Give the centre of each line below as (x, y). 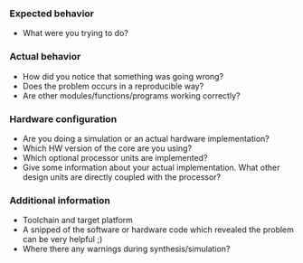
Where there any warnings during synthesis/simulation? (126, 249)
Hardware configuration (63, 118)
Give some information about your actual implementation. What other (151, 167)
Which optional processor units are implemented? (115, 157)
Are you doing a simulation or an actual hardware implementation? (146, 138)
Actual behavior (45, 57)
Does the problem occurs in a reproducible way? (113, 86)
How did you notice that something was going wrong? (123, 76)
